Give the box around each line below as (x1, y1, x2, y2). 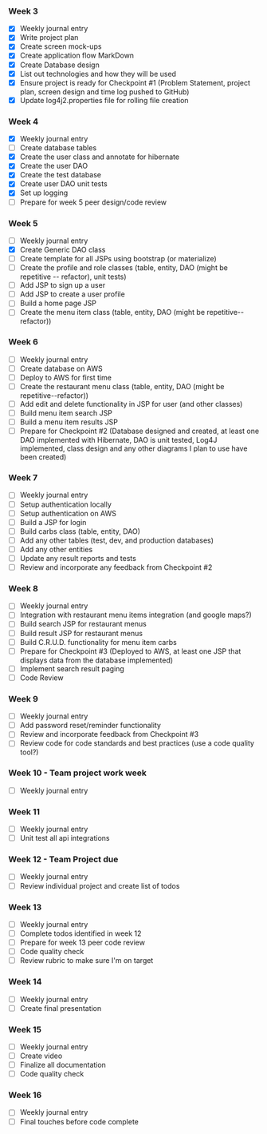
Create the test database (19, 170, 102, 180)
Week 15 (8, 1024, 42, 1035)
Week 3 (8, 6, 38, 17)
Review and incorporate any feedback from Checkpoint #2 (19, 562, 213, 572)
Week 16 (8, 1089, 42, 1100)
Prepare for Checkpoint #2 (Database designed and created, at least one (19, 426, 260, 436)
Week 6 (8, 336, 38, 348)
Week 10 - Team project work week (8, 767, 147, 778)
